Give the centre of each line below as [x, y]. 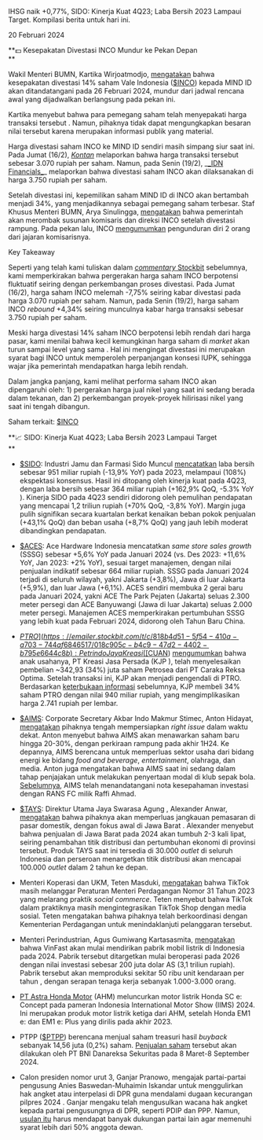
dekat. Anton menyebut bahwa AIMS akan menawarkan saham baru [129, 735]
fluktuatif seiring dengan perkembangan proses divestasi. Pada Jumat [122, 284]
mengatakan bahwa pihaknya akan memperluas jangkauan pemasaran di [137, 817]
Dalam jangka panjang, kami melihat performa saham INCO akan [113, 381]
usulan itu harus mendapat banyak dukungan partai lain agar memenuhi [135, 1119]
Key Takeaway [31, 252]
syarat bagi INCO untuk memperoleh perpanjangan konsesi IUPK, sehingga [130, 358]
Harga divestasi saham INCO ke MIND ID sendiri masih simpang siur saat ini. [131, 146]
